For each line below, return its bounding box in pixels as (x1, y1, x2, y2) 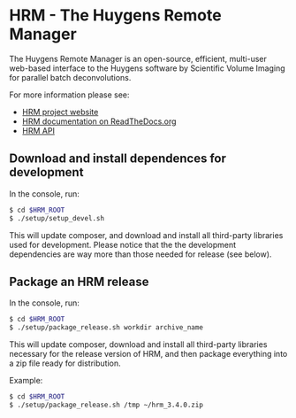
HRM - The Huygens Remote (9, 5, 223, 26)
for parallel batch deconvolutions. (9, 72, 132, 82)
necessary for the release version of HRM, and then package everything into (9, 349, 288, 360)
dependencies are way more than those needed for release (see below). (9, 249, 272, 259)
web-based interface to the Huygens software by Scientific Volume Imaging (9, 63, 285, 74)
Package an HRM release (9, 274, 149, 289)
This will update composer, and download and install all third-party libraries (9, 229, 284, 240)
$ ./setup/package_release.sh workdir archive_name (9, 323, 203, 332)
